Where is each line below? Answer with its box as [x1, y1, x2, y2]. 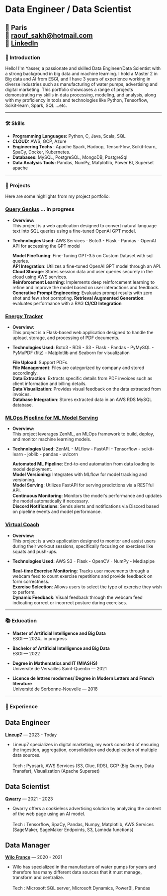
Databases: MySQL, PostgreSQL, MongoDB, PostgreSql [12, 154, 128, 160]
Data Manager [5, 841, 50, 850]
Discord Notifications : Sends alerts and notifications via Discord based [12, 503, 159, 509]
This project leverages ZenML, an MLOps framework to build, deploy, [12, 431, 155, 437]
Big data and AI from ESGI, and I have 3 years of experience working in [5, 76, 151, 82]
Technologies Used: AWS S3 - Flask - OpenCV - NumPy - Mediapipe [12, 558, 155, 564]
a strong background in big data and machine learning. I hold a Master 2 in [5, 70, 158, 76]
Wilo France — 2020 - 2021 [5, 854, 63, 860]
